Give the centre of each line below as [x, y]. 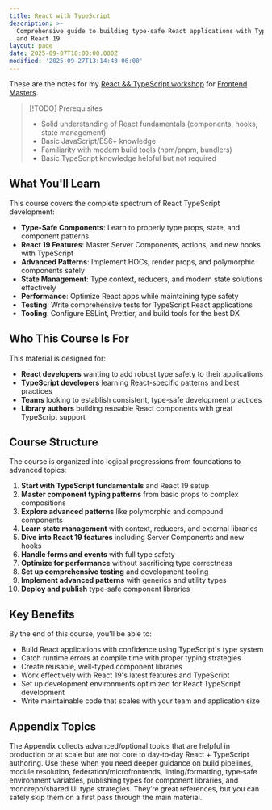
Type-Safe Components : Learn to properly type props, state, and [130, 227]
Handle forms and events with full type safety [98, 555]
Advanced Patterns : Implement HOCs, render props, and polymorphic [138, 262]
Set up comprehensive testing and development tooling [115, 572]
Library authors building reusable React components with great [127, 408]
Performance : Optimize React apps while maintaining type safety [130, 296]
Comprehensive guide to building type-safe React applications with [134, 31]
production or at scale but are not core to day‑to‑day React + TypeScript [129, 754]
